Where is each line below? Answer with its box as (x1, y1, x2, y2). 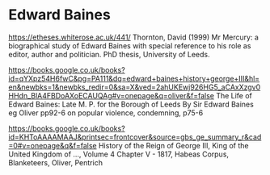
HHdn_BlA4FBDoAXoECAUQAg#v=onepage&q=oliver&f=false (8, 90, 214, 100)
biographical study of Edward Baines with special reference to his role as (8, 40, 251, 50)
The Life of (215, 90, 253, 100)
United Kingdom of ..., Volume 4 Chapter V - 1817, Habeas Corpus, (8, 149, 229, 159)
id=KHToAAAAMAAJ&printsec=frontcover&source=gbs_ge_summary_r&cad (8, 131, 262, 142)
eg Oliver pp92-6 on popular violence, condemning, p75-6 (8, 107, 204, 118)
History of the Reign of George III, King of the (98, 140, 249, 150)
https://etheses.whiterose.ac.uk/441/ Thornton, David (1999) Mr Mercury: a (8, 32, 259, 42)
